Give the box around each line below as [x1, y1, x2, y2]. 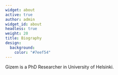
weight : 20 [5, 31, 28, 36]
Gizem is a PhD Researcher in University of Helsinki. [5, 64, 114, 70]
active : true [5, 12, 33, 17]
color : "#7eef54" [14, 50, 51, 55]
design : [5, 41, 22, 46]
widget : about [5, 7, 35, 13]
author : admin [5, 17, 35, 22]
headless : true [5, 26, 37, 31]
